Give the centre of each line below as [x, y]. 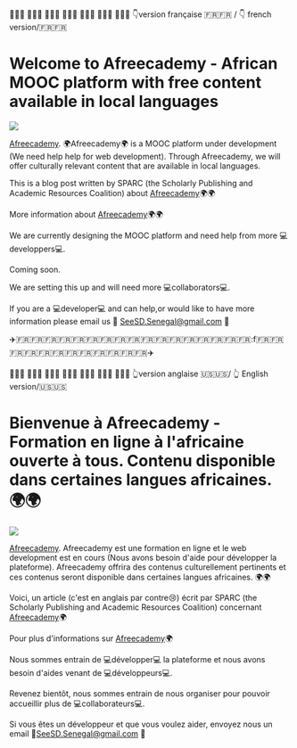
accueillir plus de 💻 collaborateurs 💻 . [77, 703]
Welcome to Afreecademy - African [144, 64]
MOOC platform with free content [135, 82]
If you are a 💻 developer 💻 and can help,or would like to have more [132, 308]
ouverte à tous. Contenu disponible [143, 461]
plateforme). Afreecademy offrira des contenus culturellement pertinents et [148, 567]
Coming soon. [35, 269]
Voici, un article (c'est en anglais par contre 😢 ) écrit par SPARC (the [133, 597]
